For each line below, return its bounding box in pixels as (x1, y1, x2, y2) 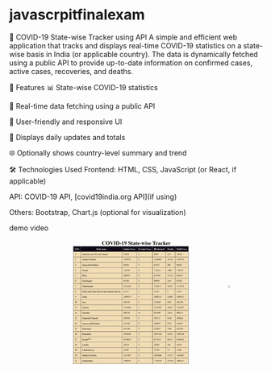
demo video (9, 223, 49, 233)
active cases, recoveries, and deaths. (9, 66, 134, 76)
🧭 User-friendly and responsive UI (9, 117, 123, 126)
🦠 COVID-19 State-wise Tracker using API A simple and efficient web (9, 32, 237, 42)
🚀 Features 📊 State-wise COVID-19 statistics (9, 82, 158, 92)
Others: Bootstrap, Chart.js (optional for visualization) (9, 207, 186, 217)
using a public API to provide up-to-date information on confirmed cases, (9, 58, 253, 68)
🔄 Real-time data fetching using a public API (9, 101, 156, 110)
